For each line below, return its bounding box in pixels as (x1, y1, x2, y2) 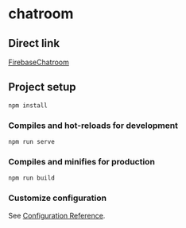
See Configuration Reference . (8, 211, 106, 220)
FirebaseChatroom (8, 57, 70, 67)
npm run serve (8, 138, 56, 146)
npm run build (8, 174, 56, 183)
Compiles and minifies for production (8, 157, 155, 168)
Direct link (8, 37, 60, 50)
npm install (8, 101, 48, 110)
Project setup (8, 80, 77, 94)
